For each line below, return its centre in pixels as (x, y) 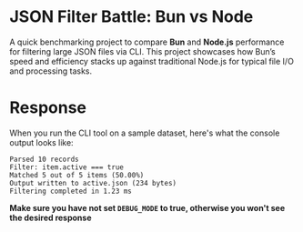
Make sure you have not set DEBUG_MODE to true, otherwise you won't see (147, 207)
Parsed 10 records (44, 159)
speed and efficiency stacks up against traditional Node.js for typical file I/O (151, 61)
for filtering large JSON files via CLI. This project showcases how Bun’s (142, 51)
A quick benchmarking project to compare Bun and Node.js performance (147, 42)
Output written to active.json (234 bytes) (93, 183)
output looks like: (42, 142)
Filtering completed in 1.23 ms (71, 191)
